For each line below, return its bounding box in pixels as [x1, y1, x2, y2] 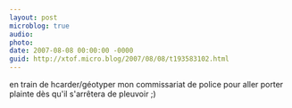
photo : [9, 37, 34, 47]
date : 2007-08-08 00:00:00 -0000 [9, 46, 134, 55]
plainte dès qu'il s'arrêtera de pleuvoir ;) [9, 88, 156, 99]
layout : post [9, 12, 58, 22]
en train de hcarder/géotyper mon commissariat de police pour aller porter [9, 79, 284, 89]
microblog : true [9, 21, 70, 30]
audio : [9, 29, 34, 38]
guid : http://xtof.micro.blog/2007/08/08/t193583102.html [9, 54, 229, 63]
